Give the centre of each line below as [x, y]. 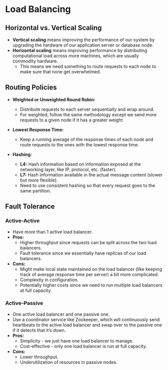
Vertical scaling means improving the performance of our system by [83, 40]
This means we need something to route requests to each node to [88, 66]
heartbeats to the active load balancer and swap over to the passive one [87, 325]
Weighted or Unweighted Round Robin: [54, 99]
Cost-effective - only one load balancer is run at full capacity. [83, 346]
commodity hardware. [35, 61]
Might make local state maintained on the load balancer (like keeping [91, 269]
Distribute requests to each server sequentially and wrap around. [87, 109]
